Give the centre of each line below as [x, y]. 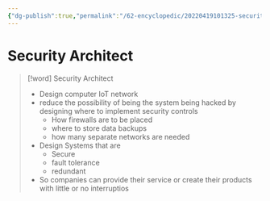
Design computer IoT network [89, 94]
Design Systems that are [80, 145]
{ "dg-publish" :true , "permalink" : [64, 16]
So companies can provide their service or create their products [145, 179]
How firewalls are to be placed [102, 119]
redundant [69, 171]
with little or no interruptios [84, 188]
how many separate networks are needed [120, 136]
